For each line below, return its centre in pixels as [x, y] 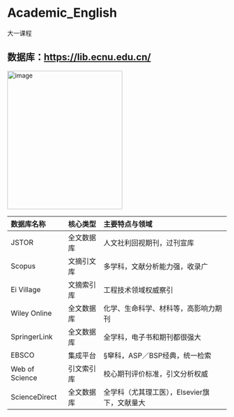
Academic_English [62, 13]
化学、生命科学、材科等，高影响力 [159, 308]
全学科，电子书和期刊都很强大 [152, 337]
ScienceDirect [34, 397]
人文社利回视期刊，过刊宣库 [149, 242]
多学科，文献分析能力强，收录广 [156, 266]
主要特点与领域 [128, 224]
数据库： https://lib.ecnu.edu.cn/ [79, 57]
